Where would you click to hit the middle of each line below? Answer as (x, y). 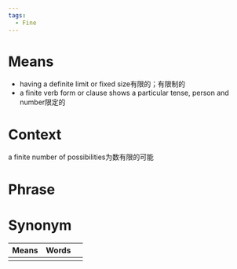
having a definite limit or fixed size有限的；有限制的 (102, 84)
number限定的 (42, 102)
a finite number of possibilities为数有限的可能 (81, 157)
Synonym (40, 225)
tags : (17, 15)
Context (35, 134)
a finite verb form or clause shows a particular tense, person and (124, 93)
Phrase (32, 189)
